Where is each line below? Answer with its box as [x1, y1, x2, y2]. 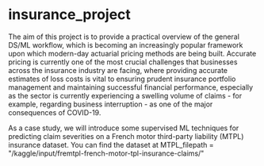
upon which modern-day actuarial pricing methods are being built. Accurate [8, 48, 257, 58]
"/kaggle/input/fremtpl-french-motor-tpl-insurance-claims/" [8, 149, 205, 158]
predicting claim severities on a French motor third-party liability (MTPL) [8, 131, 244, 141]
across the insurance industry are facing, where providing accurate [8, 65, 228, 75]
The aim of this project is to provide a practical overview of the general [8, 32, 240, 41]
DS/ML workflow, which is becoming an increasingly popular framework [8, 40, 243, 49]
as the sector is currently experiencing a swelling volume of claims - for [8, 91, 243, 100]
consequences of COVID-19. [8, 107, 101, 117]
